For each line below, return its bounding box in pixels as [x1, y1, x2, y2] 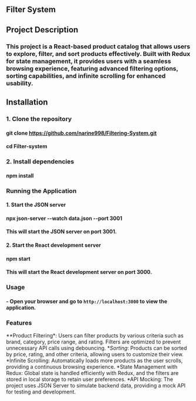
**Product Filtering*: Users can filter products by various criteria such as [6, 332, 184, 339]
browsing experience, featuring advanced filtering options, [6, 64, 178, 72]
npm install [6, 172, 34, 179]
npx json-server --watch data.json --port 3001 [6, 215, 123, 222]
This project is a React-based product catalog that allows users [6, 42, 191, 51]
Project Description [6, 25, 79, 35]
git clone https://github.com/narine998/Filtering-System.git [6, 129, 157, 136]
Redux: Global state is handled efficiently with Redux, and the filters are [6, 370, 179, 377]
